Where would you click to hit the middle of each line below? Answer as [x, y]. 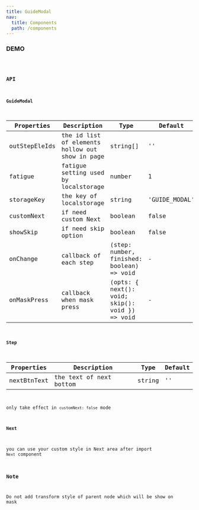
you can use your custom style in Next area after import [79, 449]
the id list [81, 135]
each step [77, 262]
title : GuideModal [29, 12]
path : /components [34, 28]
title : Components [34, 22]
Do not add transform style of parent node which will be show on [90, 497]
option [72, 236]
